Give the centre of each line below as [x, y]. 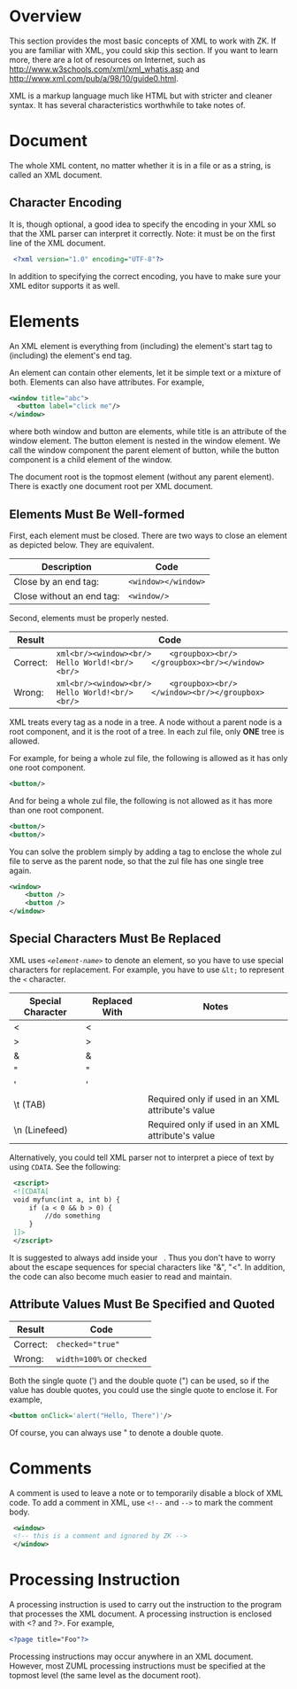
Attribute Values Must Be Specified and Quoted [142, 1304]
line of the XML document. [57, 243]
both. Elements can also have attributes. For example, [107, 382]
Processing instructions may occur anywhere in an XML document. [131, 1656]
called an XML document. [56, 175]
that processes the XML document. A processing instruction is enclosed [141, 1614]
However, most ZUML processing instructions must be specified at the [137, 1666]
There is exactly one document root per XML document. [111, 486]
